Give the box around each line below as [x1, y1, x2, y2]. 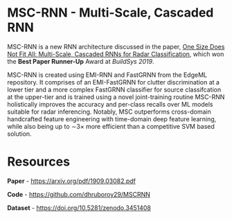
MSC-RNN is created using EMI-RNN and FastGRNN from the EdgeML [7, 71, 208, 79]
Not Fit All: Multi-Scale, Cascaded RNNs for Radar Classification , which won [7, 50, 224, 58]
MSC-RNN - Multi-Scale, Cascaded [7, 5, 214, 21]
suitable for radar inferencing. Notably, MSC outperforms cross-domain [7, 107, 211, 116]
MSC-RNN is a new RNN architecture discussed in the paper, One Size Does [7, 42, 225, 51]
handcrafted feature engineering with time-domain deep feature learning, [7, 114, 217, 123]
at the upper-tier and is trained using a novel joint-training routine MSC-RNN [7, 92, 225, 101]
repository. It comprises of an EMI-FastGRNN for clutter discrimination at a [7, 78, 220, 86]
